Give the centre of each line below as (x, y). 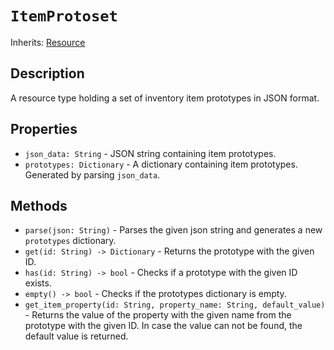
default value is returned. (76, 336)
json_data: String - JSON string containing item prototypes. (150, 153)
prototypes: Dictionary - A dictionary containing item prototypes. (161, 164)
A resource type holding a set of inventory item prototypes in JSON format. (165, 98)
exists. (38, 283)
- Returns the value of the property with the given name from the (158, 315)
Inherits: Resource (48, 42)
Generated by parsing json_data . (92, 174)
